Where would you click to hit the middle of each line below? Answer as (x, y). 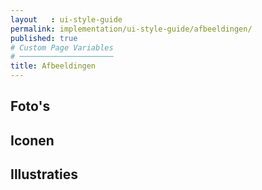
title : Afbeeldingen (53, 66)
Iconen (32, 140)
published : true (44, 38)
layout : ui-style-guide (66, 19)
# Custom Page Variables (62, 47)
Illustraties (44, 174)
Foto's (30, 106)
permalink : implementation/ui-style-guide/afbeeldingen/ (131, 29)
